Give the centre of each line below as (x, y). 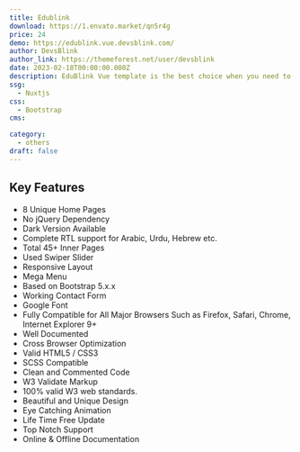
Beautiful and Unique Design (75, 401)
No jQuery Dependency (66, 219)
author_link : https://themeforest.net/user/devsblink (112, 59)
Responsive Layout (57, 267)
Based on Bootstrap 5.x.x (69, 285)
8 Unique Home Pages (64, 209)
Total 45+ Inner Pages (63, 248)
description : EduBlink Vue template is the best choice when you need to (150, 77)
